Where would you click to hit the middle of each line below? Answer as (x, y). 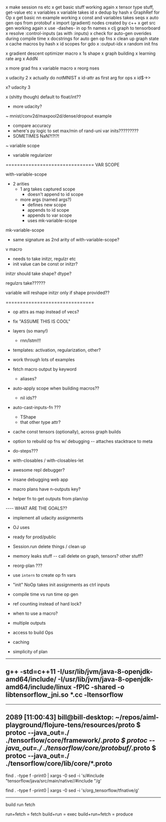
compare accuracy (32, 126)
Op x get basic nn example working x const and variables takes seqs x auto (82, 18)
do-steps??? (25, 451)
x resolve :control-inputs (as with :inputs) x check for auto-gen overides (79, 33)
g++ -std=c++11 (31, 672)
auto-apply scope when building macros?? (56, 388)
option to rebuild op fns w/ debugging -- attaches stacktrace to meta (83, 441)
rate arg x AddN (22, 58)
